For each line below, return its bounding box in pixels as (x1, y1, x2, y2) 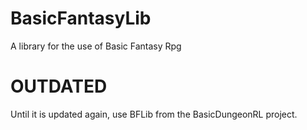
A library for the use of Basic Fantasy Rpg (10, 40, 182, 52)
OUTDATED (10, 75, 108, 98)
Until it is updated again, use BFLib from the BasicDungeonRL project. (10, 108, 298, 120)
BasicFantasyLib (10, 7, 152, 30)
